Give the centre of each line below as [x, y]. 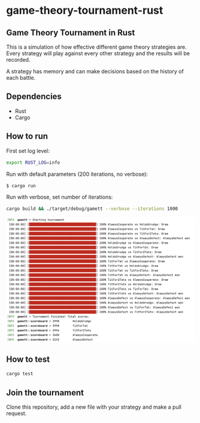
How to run [27, 136]
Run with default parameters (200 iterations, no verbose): [77, 174]
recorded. [18, 60]
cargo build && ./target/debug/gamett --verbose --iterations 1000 [92, 209]
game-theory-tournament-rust [85, 10]
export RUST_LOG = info [33, 163]
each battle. [21, 78]
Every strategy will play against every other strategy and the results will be [98, 53]
